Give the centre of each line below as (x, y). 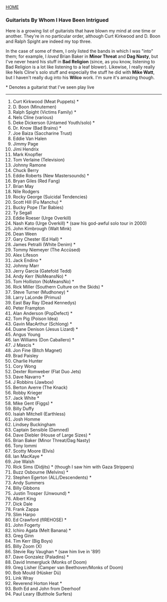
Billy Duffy (23, 409)
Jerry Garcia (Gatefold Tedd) (42, 271)
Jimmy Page (26, 144)
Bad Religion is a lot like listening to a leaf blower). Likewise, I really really (80, 67)
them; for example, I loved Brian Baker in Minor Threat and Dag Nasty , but (82, 56)
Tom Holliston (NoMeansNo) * (44, 282)
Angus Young (27, 334)
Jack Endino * (27, 261)
